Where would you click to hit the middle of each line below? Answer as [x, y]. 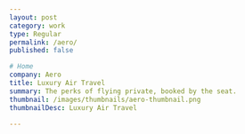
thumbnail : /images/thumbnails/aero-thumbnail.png [105, 99]
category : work [37, 26]
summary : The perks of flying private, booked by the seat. [123, 91]
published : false [41, 51]
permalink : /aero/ [43, 42]
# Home [21, 67]
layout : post [33, 17]
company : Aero [36, 75]
